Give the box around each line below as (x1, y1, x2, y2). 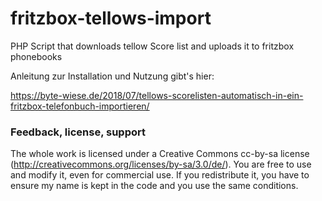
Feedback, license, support (10, 125, 146, 139)
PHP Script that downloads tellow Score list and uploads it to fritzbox (10, 40, 295, 52)
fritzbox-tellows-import (10, 7, 212, 30)
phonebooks (10, 50, 63, 62)
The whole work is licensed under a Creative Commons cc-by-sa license (10, 148, 310, 160)
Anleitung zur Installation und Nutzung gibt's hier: (10, 70, 215, 82)
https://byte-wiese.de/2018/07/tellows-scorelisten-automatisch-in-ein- (10, 89, 304, 101)
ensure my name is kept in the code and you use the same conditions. (10, 180, 299, 192)
